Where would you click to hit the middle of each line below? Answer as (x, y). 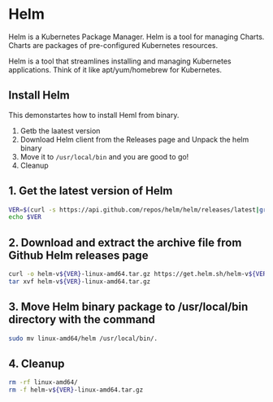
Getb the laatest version (60, 130)
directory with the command (82, 319)
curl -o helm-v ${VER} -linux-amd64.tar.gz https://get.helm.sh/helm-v (129, 274)
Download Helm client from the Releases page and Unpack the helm (134, 139)
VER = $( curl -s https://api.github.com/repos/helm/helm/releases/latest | (134, 210)
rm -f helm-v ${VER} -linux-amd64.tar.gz (76, 390)
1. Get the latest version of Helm (91, 191)
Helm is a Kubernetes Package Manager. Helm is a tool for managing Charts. (136, 37)
